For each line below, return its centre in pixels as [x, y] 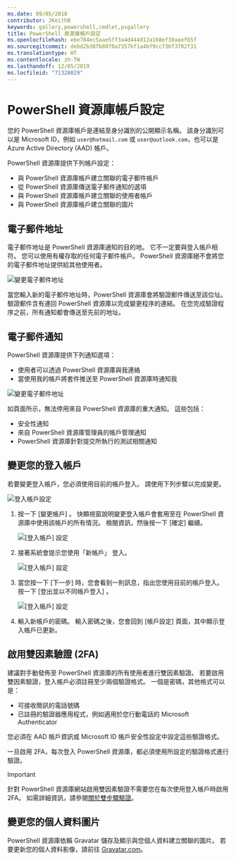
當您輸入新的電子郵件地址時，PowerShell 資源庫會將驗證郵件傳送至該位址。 [117, 295]
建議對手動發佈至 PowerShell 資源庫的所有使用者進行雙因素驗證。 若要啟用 [116, 673]
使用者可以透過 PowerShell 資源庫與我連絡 [79, 370]
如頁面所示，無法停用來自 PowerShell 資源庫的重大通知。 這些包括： [106, 409]
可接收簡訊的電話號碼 [48, 705]
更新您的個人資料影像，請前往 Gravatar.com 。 [80, 849]
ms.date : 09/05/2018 [38, 14]
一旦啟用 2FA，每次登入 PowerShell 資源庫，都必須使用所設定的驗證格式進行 [118, 752]
